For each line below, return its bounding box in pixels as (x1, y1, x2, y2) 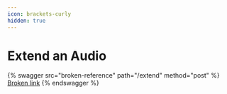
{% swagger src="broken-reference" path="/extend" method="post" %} (7, 71, 220, 80)
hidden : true (7, 17, 46, 24)
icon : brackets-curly (7, 10, 72, 18)
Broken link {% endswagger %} (7, 79, 99, 88)
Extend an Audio (7, 48, 107, 64)
